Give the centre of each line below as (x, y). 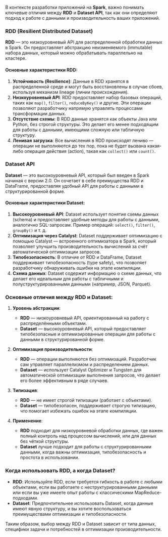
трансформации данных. (39, 113)
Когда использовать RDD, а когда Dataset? (60, 471)
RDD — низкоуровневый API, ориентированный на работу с (85, 318)
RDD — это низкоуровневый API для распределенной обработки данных (84, 42)
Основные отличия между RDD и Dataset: (59, 297)
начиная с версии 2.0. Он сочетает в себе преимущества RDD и (74, 180)
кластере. (16, 58)
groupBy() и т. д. (30, 230)
